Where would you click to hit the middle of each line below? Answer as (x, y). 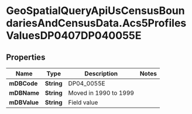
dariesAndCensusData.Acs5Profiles (96, 23)
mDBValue (24, 102)
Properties (26, 57)
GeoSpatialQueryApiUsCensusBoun (96, 11)
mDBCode (23, 83)
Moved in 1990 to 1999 (101, 93)
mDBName (24, 93)
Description (101, 73)
